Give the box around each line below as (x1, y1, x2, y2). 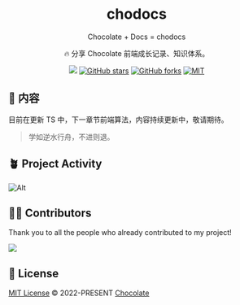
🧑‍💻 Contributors (8, 206, 92, 220)
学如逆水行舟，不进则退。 (28, 132, 115, 142)
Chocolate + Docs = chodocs (87, 32, 186, 41)
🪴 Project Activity (8, 157, 103, 171)
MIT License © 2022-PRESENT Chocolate (8, 288, 150, 298)
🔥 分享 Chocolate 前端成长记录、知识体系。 (63, 48, 210, 58)
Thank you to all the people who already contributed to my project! (8, 228, 232, 237)
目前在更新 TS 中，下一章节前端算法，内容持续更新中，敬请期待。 (8, 115, 229, 124)
